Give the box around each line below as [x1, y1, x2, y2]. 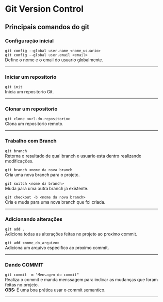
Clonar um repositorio [5, 106, 58, 112]
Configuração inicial [5, 37, 54, 44]
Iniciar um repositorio [5, 73, 57, 80]
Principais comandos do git [5, 23, 90, 31]
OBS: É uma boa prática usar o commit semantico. [5, 287, 106, 293]
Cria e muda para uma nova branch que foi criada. [5, 199, 106, 205]
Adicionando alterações [5, 215, 63, 222]
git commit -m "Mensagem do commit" [5, 272, 79, 278]
